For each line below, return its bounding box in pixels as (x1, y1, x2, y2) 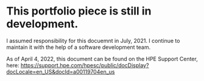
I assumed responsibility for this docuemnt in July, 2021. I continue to (6, 37, 180, 44)
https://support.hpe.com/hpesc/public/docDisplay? (20, 62, 149, 69)
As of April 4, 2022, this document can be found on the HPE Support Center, (6, 55, 198, 62)
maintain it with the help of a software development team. (6, 44, 151, 51)
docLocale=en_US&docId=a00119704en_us (6, 68, 115, 75)
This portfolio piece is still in (6, 4, 152, 18)
